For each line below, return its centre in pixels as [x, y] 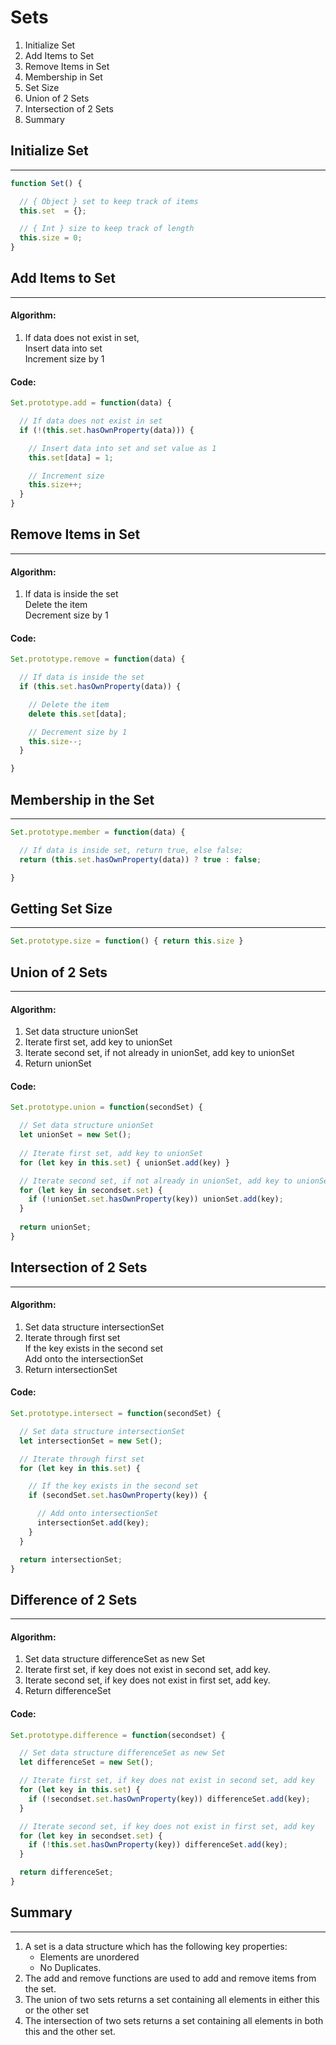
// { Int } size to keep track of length [107, 229]
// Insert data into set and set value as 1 [122, 448]
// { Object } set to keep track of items [109, 201]
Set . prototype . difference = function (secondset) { [118, 1735]
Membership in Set [63, 77]
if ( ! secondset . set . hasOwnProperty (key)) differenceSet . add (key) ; [169, 1799]
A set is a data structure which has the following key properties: [156, 1946]
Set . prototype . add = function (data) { [91, 403]
